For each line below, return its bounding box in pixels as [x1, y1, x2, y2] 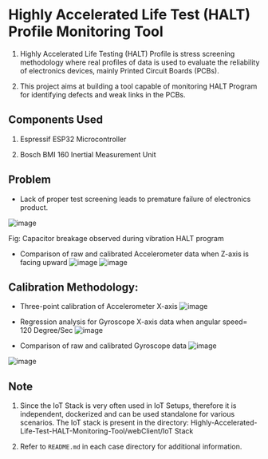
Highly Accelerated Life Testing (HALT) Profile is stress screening [19, 49, 235, 58]
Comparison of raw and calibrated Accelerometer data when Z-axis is [19, 249, 250, 259]
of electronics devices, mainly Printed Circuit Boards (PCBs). [19, 65, 219, 75]
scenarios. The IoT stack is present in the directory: [19, 417, 189, 428]
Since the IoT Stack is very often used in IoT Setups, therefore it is [19, 401, 237, 410]
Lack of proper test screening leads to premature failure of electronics [19, 194, 251, 204]
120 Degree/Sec [19, 326, 73, 335]
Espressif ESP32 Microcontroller [19, 134, 127, 144]
